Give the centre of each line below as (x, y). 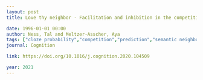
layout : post (23, 12)
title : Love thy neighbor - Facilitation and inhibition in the (89, 18)
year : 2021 (20, 67)
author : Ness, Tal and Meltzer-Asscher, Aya (63, 34)
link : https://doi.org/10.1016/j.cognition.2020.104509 (78, 56)
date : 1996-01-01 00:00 (36, 28)
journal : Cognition (31, 45)
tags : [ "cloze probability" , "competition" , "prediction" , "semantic (92, 40)
